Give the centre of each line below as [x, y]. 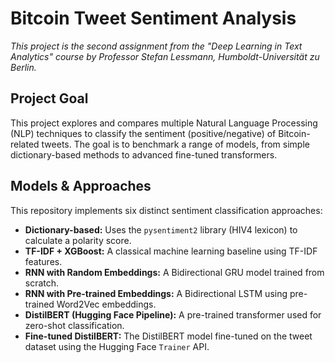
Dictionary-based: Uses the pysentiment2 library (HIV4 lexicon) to [161, 229]
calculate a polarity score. [78, 240]
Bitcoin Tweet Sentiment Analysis [153, 18]
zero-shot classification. [74, 325]
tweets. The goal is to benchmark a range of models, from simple [175, 144]
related [25, 144]
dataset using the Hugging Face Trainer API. [117, 346]
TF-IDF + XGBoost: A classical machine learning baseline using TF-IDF [171, 251]
